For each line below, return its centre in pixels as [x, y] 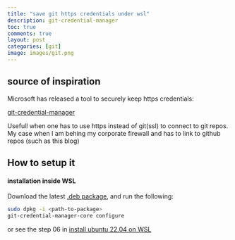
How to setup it [41, 163]
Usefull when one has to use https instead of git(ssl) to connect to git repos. [118, 126]
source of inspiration [54, 82]
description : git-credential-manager [63, 20]
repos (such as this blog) [43, 141]
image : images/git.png [41, 53]
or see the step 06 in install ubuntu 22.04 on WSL [79, 229]
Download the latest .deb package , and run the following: [91, 196]
